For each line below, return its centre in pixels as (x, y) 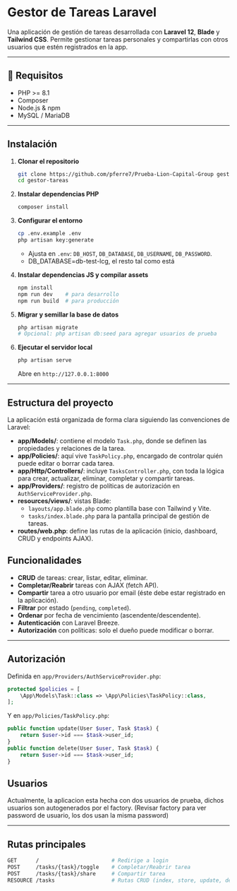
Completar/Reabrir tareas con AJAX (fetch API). (88, 585)
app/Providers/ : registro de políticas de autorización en (98, 486)
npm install (35, 288)
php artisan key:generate (55, 240)
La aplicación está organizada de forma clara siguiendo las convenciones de (119, 420)
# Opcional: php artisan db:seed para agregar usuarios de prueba (117, 334)
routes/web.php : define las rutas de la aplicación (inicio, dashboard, (117, 531)
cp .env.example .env (49, 234)
